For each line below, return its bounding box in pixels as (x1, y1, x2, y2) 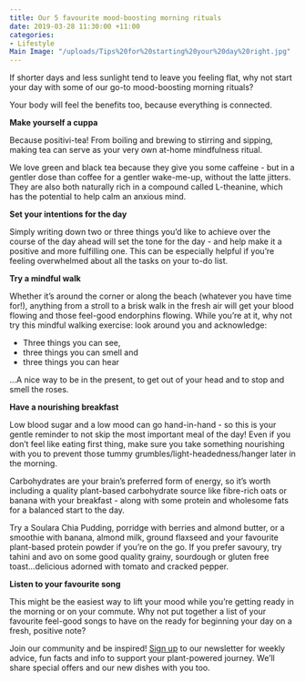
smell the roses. (9, 384, 69, 395)
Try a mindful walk (9, 273, 82, 284)
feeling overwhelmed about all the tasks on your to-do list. (9, 256, 229, 267)
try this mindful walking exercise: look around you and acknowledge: (9, 320, 267, 331)
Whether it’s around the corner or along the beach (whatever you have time (9, 290, 292, 301)
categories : (9, 30, 55, 39)
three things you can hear (22, 357, 120, 368)
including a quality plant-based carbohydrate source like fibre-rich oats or (9, 485, 287, 496)
